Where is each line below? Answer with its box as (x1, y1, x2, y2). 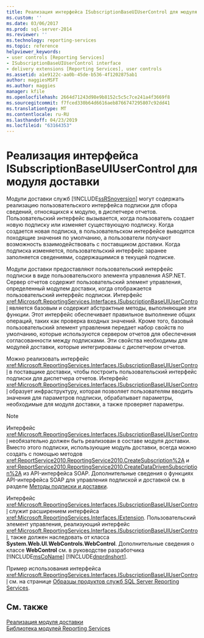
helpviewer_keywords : (6, 49, 62, 55)
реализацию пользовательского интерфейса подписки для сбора (6, 202, 178, 209)
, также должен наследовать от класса (7, 533, 110, 541)
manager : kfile (6, 89, 45, 95)
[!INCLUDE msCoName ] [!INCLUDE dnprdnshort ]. (6, 553, 128, 560)
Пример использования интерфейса (6, 565, 102, 572)
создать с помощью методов (6, 450, 83, 458)
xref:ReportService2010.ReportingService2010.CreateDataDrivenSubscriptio (6, 463, 198, 471)
